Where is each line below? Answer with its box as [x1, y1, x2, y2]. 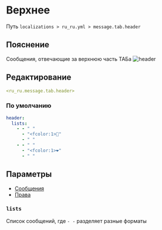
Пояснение [6, 40, 50, 50]
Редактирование [6, 73, 72, 83]
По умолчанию [6, 102, 52, 110]
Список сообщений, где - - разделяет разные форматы [6, 217, 147, 224]
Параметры [6, 169, 52, 179]
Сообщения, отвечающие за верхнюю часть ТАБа [6, 55, 132, 62]
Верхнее [6, 4, 50, 17]
